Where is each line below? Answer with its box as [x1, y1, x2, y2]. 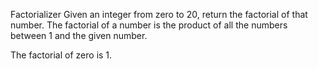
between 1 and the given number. [10, 30, 148, 41]
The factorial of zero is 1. [10, 49, 113, 61]
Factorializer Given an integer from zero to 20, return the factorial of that [10, 9, 308, 20]
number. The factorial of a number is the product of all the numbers [10, 19, 288, 31]
